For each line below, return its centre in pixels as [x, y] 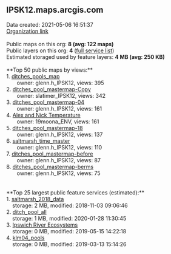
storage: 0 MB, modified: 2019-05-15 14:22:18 [69, 231]
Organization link [27, 31]
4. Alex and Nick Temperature [43, 115]
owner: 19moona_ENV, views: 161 [58, 122]
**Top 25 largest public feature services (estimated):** [75, 192]
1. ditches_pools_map [33, 76]
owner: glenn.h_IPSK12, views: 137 [60, 134]
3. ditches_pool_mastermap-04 [45, 102]
